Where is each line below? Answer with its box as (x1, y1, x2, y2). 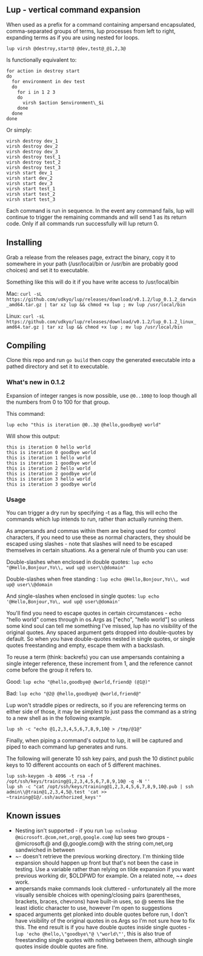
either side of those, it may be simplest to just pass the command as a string (6, 708, 197, 715)
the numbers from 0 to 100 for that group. (6, 398, 110, 406)
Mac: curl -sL (6, 290, 42, 297)
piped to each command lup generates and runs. (6, 743, 128, 750)
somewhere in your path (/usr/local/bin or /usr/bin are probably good (6, 260, 179, 267)
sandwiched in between (15, 846, 75, 854)
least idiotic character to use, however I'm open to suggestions (15, 904, 173, 911)
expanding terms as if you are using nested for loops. (6, 33, 140, 41)
